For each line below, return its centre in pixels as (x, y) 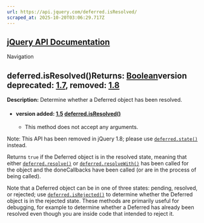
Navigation (20, 57)
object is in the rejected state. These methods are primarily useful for (93, 201)
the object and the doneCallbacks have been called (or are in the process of (102, 170)
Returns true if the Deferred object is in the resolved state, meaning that (97, 157)
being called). (24, 176)
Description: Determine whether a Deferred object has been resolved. (94, 100)
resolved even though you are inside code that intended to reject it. (90, 214)
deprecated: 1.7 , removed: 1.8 (63, 85)
